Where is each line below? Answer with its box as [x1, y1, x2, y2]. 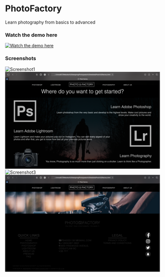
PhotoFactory [5, 3, 62, 14]
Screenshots [5, 55, 36, 62]
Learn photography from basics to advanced [5, 19, 96, 25]
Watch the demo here [5, 31, 57, 38]
